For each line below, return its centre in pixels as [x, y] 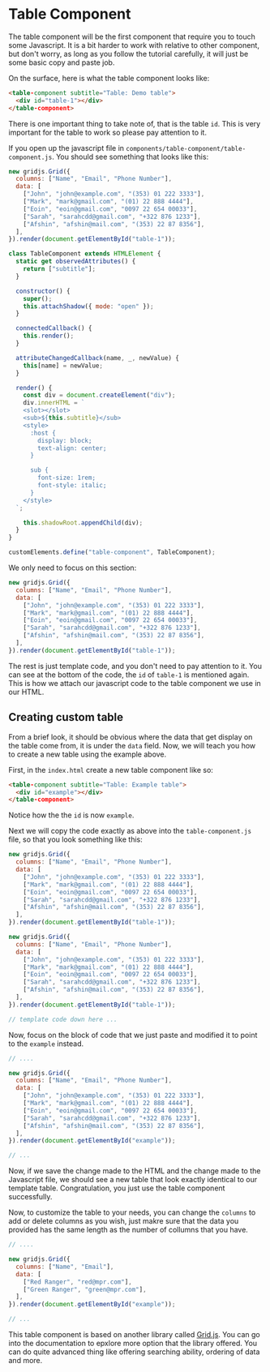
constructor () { [43, 291]
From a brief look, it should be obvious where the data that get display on [131, 737]
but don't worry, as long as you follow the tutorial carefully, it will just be [129, 54]
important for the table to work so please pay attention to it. [107, 132]
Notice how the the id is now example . [71, 815]
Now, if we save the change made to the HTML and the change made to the [135, 1171]
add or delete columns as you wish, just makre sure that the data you [124, 1221]
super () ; [38, 298]
